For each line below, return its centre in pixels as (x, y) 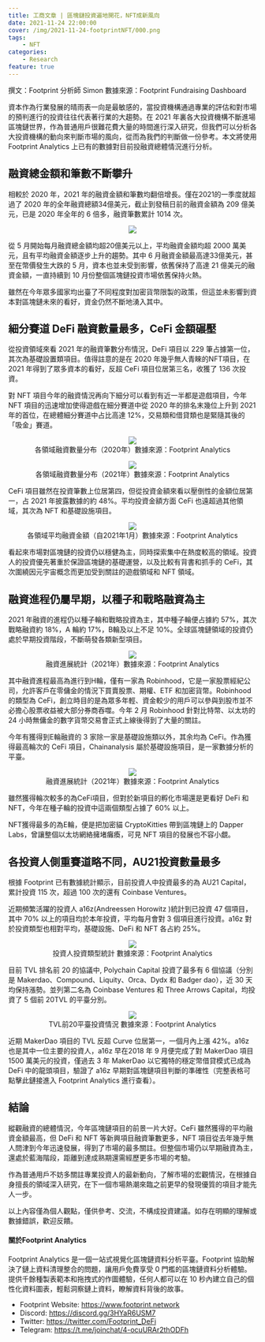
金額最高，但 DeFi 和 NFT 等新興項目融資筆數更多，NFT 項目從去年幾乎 (131, 1138)
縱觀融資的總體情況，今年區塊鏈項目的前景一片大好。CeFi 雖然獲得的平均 (127, 1128)
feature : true (32, 67)
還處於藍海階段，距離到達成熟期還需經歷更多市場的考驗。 (101, 1157)
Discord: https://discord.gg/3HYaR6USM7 (88, 1313)
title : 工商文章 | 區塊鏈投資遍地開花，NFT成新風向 (84, 15)
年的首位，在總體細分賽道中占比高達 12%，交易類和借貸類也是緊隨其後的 (127, 416)
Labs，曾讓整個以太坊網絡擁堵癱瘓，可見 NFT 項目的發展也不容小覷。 (121, 835)
